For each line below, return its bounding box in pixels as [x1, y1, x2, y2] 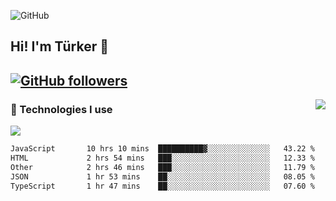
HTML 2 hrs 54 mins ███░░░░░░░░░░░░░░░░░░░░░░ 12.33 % [10, 153, 315, 163]
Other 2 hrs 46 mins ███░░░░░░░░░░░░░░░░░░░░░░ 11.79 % [10, 162, 315, 172]
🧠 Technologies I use [10, 102, 113, 116]
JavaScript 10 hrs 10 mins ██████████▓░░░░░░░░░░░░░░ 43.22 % [10, 144, 315, 154]
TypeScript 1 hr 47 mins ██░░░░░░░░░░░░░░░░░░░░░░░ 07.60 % [10, 181, 315, 191]
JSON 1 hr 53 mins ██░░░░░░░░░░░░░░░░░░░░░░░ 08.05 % [10, 171, 315, 182]
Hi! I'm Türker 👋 [10, 38, 110, 55]
